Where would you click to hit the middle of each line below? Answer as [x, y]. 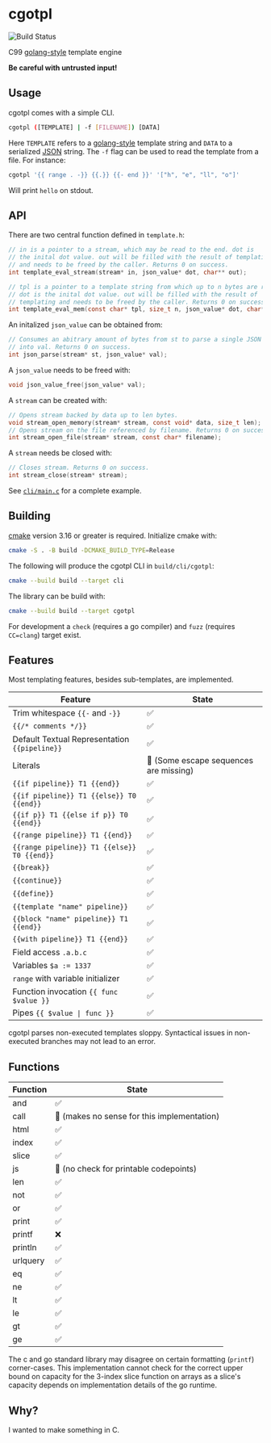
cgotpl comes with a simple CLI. [62, 112]
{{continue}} [38, 881]
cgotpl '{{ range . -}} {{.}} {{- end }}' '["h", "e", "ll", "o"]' [124, 174]
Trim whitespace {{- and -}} [67, 713]
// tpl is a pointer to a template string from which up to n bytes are [133, 287]
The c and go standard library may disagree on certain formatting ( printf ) [131, 1359]
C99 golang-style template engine [65, 52]
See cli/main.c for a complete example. [75, 491]
